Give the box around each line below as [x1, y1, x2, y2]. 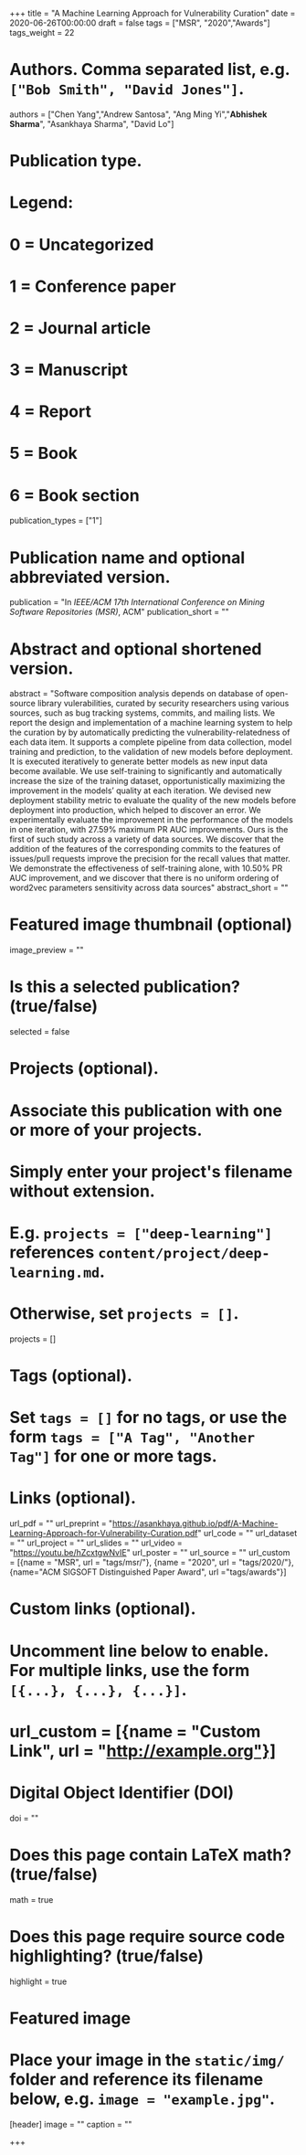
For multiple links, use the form [9, 1660, 250, 1681]
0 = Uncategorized [9, 234, 154, 255]
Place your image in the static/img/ [9, 2049, 285, 2070]
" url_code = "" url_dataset [197, 1528, 298, 1539]
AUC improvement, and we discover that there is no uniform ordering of [9, 873, 280, 884]
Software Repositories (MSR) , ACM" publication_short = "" [9, 607, 230, 618]
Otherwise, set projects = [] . [9, 1303, 239, 1324]
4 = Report [9, 401, 91, 422]
